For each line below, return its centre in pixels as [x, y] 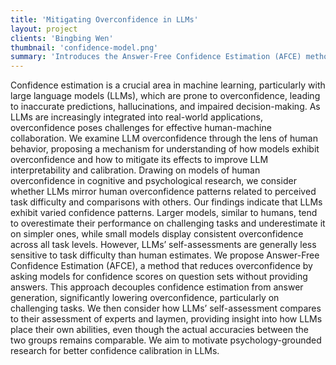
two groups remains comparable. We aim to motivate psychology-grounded [166, 340]
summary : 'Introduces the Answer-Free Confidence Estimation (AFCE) [156, 57]
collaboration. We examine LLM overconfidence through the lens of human [164, 138]
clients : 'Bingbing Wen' [62, 38]
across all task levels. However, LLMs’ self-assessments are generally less [163, 245]
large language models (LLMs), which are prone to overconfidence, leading [165, 96]
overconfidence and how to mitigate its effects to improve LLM [139, 160]
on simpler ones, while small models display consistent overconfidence [157, 234]
